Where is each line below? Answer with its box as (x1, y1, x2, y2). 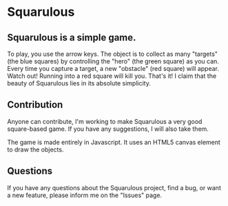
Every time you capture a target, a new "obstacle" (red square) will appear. (7, 65, 219, 72)
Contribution (7, 99, 63, 111)
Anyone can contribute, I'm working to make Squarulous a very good (7, 117, 203, 125)
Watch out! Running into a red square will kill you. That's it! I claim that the (7, 72, 217, 80)
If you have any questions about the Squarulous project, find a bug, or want (7, 183, 222, 192)
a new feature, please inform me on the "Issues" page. (7, 191, 163, 199)
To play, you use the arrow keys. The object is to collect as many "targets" (7, 50, 218, 58)
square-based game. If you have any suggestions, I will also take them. (7, 125, 209, 133)
